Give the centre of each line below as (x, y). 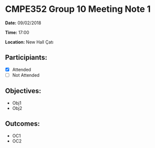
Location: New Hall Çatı (29, 42)
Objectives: (23, 91)
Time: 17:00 (17, 32)
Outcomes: (23, 124)
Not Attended (26, 75)
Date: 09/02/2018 (23, 23)
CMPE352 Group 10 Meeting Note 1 (78, 9)
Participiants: (26, 58)
